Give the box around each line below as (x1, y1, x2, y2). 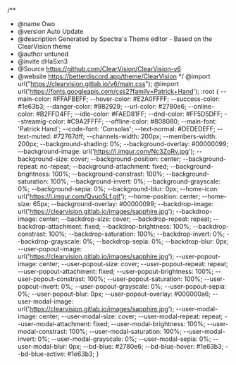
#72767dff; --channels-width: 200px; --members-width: (53, 132, 217, 140)
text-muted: (17, 132, 52, 140)
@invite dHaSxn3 (17, 57, 68, 66)
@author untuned (17, 49, 69, 58)
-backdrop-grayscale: (17, 237, 82, 246)
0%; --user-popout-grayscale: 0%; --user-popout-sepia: (61, 282, 227, 290)
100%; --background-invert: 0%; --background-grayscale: (50, 177, 221, 186)
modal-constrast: (17, 328, 68, 335)
